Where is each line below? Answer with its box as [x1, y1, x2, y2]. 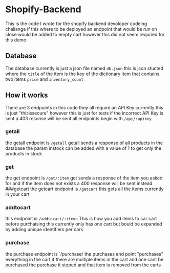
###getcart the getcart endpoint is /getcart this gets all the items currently [5, 186, 164, 192]
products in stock [5, 150, 42, 156]
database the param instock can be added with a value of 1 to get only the [5, 145, 161, 151]
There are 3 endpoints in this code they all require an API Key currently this [5, 104, 164, 110]
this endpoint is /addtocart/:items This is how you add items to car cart [5, 216, 157, 222]
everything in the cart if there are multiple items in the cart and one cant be [5, 256, 164, 262]
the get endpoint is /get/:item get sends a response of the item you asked [5, 175, 163, 181]
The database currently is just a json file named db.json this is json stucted [5, 65, 164, 71]
